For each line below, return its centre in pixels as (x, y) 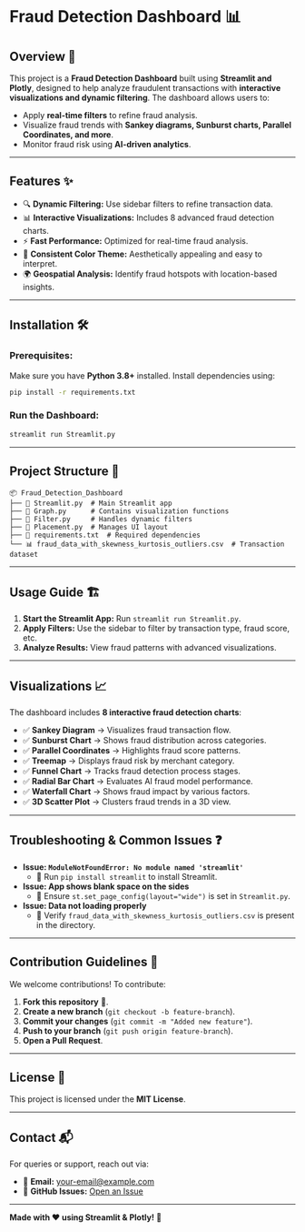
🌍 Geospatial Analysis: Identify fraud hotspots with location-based (150, 274)
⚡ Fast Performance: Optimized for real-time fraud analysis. (135, 240)
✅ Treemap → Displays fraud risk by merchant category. (128, 761)
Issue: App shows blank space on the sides (106, 886)
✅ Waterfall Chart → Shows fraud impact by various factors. (136, 791)
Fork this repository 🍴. (65, 1002)
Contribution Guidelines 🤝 (84, 962)
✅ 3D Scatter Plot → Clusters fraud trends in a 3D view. (127, 802)
